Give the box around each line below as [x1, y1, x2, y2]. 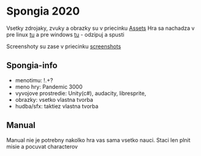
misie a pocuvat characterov [6, 143, 78, 150]
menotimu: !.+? [15, 76, 53, 83]
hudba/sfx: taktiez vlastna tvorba [15, 102, 99, 110]
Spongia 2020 [6, 4, 80, 18]
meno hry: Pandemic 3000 [15, 83, 82, 90]
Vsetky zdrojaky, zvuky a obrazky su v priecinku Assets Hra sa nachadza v [6, 24, 195, 32]
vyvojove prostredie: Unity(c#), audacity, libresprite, [15, 90, 147, 97]
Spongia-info [6, 60, 58, 71]
